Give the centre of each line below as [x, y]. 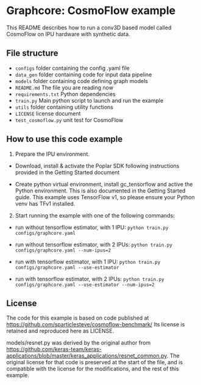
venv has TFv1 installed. [45, 204]
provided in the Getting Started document [67, 172]
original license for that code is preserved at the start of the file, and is [95, 362]
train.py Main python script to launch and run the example [89, 100]
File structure [32, 53]
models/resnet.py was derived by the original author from [79, 343]
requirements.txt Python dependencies [65, 94]
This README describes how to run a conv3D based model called [89, 28]
